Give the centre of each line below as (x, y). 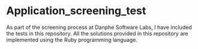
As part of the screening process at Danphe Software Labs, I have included (99, 27)
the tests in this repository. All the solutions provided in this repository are (97, 33)
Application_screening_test (76, 11)
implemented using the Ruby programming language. (72, 40)
